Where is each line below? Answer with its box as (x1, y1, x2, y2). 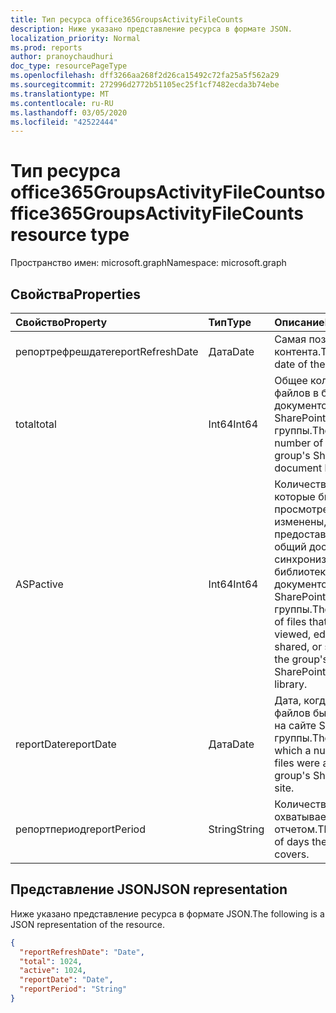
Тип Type (208, 316, 252, 329)
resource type (10, 224, 130, 246)
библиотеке (274, 565, 332, 578)
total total (15, 417, 57, 431)
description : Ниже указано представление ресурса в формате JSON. (10, 24, 293, 34)
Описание (274, 316, 325, 329)
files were (274, 756, 321, 770)
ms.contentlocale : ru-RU (10, 98, 114, 108)
